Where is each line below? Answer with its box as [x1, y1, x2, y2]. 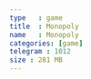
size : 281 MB [9, 55, 64, 64]
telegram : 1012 [9, 47, 71, 56]
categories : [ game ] [9, 38, 84, 48]
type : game [9, 13, 64, 23]
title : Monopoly [9, 22, 79, 31]
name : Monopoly [9, 30, 79, 39]
